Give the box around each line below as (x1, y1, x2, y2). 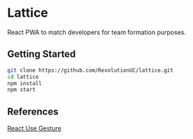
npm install (7, 80, 42, 87)
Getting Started (7, 48, 76, 60)
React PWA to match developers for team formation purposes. (7, 28, 187, 36)
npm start (7, 86, 36, 94)
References (7, 105, 59, 117)
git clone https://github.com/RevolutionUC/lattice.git (7, 66, 173, 74)
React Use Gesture (7, 124, 62, 133)
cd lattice (7, 73, 39, 80)
